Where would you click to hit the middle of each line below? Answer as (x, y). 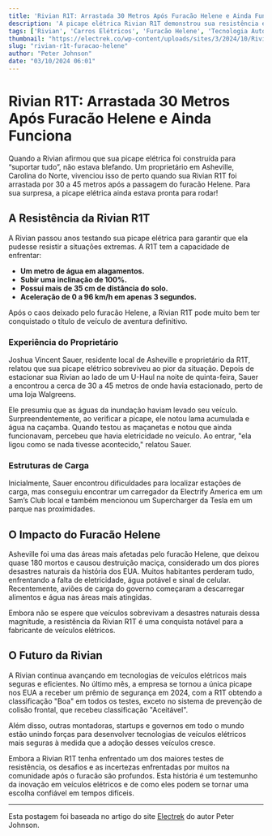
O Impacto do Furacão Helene (85, 534)
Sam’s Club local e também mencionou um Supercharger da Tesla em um (131, 501)
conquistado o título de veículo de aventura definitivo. (98, 321)
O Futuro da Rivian (55, 655)
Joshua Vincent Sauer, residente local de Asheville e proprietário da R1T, (130, 360)
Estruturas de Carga (49, 465)
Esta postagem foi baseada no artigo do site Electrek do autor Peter (121, 816)
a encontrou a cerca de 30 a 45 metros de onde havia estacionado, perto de (136, 386)
